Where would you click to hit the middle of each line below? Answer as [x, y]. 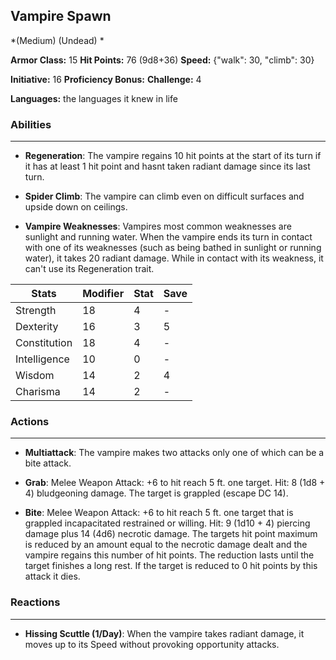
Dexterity [37, 327]
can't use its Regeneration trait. [89, 269]
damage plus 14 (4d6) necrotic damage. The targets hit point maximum [171, 534]
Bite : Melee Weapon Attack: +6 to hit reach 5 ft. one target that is [159, 513]
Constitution [44, 343]
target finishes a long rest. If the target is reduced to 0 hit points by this [171, 566]
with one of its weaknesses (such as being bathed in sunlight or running [173, 248]
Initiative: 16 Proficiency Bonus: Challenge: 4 [106, 79]
